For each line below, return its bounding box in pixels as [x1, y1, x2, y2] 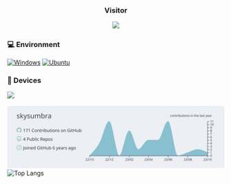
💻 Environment [7, 40, 61, 50]
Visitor [104, 6, 128, 15]
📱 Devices [7, 75, 41, 85]
